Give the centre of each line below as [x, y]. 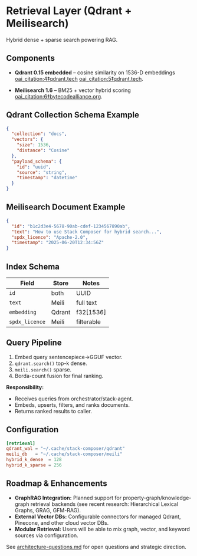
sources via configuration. [46, 535]
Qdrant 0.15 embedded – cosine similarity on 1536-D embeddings [95, 73]
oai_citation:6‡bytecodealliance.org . [58, 96]
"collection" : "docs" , [39, 134]
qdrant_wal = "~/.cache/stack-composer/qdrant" [66, 449]
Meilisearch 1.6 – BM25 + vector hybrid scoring [73, 90]
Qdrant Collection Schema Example [73, 115]
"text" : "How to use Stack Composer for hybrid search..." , [87, 232]
